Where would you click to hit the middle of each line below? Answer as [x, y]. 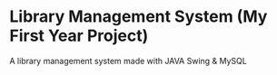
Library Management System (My [138, 17]
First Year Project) [79, 36]
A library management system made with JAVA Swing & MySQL [128, 61]
